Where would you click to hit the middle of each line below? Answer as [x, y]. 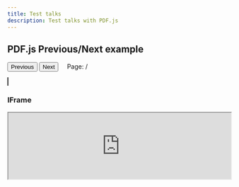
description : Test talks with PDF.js [63, 21]
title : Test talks [34, 14]
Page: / [77, 67]
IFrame [19, 100]
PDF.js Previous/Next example [76, 49]
